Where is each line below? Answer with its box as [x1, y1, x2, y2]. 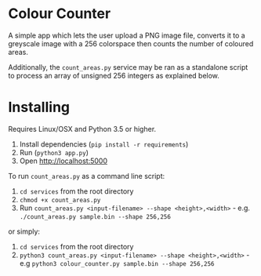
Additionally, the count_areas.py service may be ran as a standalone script [8, 62, 248, 71]
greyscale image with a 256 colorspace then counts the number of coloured [8, 38, 254, 48]
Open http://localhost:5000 [19, 156, 108, 165]
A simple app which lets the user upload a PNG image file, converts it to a [8, 31, 245, 40]
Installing [8, 99, 71, 116]
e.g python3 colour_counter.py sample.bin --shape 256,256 [19, 258, 215, 267]
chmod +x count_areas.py [19, 196, 101, 204]
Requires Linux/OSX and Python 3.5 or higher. [8, 124, 157, 133]
